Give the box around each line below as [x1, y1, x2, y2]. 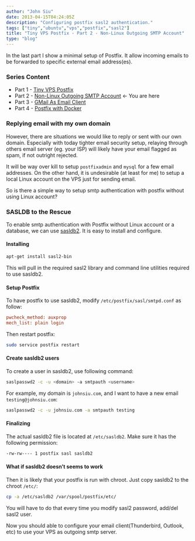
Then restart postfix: [6, 330, 56, 337]
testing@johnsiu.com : [6, 395, 58, 403]
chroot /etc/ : [6, 482, 38, 490]
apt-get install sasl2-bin [6, 253, 72, 260]
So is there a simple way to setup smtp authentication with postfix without [6, 187, 184, 194]
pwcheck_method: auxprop [6, 315, 67, 320]
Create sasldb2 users [6, 354, 60, 361]
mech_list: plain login [6, 320, 64, 326]
